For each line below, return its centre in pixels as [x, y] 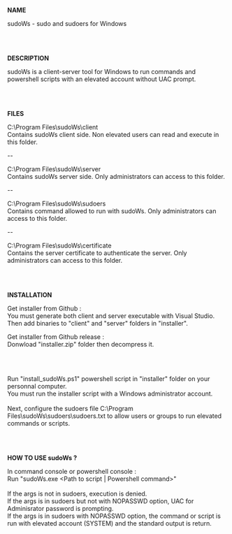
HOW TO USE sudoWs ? [42, 458]
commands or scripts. [39, 423]
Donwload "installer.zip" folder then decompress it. [81, 344]
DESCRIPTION [28, 58]
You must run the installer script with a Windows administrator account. [110, 394]
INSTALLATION [30, 295]
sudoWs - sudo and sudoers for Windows [67, 23]
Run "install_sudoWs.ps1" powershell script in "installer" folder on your [109, 379]
